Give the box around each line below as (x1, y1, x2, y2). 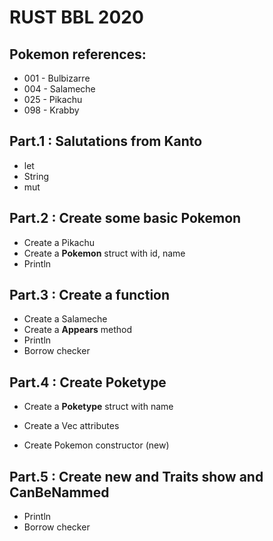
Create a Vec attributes (23, 420, 120, 432)
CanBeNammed (9, 484, 110, 501)
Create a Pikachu (23, 236, 95, 248)
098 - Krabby (23, 104, 80, 116)
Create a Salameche (23, 313, 108, 325)
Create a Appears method (23, 324, 133, 336)
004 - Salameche (23, 83, 96, 95)
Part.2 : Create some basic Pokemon (9, 210, 242, 227)
